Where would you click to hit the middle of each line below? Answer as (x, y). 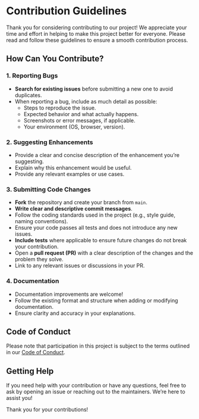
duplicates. (29, 95)
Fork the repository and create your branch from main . (81, 202)
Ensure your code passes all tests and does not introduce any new (96, 228)
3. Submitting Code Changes (48, 189)
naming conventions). (41, 221)
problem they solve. (39, 259)
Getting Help (30, 371)
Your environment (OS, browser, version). (74, 127)
